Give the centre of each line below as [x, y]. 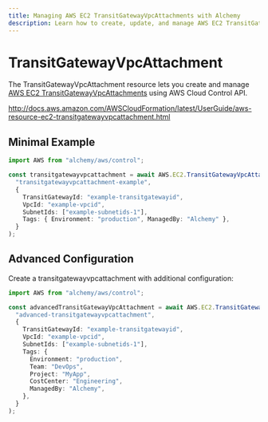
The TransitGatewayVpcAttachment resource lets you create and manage [129, 85]
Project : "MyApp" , [60, 374]
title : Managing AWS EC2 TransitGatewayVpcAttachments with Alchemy [124, 16]
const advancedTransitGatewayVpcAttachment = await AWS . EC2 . [112, 307]
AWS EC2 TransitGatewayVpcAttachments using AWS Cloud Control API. [128, 93]
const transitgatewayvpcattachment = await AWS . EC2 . [98, 175]
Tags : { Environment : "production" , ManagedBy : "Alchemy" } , [126, 219]
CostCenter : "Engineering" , [76, 381]
